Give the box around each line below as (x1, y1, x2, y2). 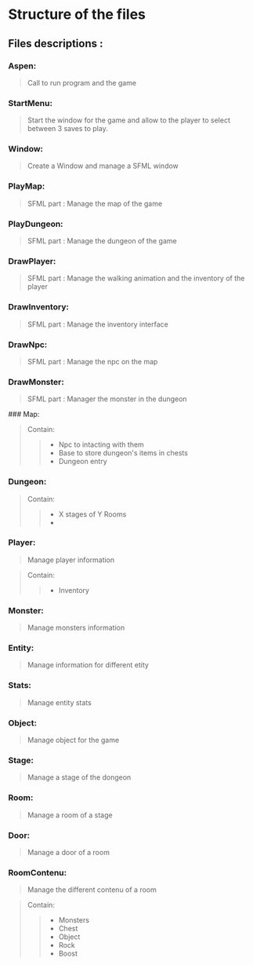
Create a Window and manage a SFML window (27, 161, 179, 170)
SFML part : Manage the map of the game (27, 199, 163, 208)
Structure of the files (8, 5, 146, 24)
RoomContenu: (8, 867, 67, 878)
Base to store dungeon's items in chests (58, 448, 188, 458)
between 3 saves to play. (27, 124, 108, 133)
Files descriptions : (8, 37, 103, 50)
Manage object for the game (27, 736, 120, 745)
